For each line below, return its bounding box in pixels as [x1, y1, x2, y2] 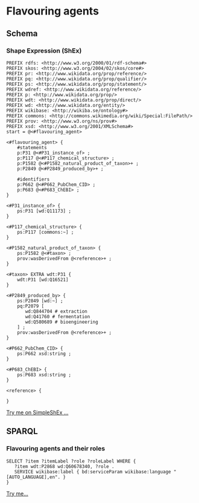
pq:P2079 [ [17, 303, 45, 309]
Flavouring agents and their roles [6, 444, 106, 453]
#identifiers [17, 176, 50, 182]
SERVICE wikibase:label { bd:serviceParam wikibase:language [14, 469, 171, 475]
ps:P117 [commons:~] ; [17, 229, 74, 235]
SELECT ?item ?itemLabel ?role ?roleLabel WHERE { [6, 458, 136, 464]
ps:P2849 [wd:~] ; [17, 298, 63, 304]
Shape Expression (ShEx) [6, 46, 82, 55]
